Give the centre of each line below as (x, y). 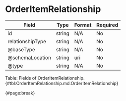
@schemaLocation (29, 57)
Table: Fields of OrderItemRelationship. (45, 78)
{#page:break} (20, 93)
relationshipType (27, 41)
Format (83, 25)
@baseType (22, 49)
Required (107, 25)
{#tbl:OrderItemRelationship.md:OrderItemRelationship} (62, 83)
